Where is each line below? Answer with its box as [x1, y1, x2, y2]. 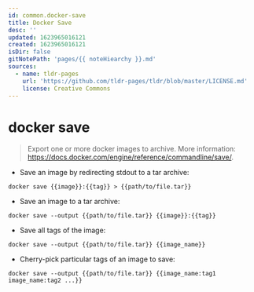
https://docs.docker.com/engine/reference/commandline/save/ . [27, 152, 234, 162]
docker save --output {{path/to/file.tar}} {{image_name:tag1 [8, 270, 216, 278]
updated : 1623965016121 [8, 33, 87, 42]
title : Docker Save [8, 19, 72, 27]
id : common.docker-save [8, 11, 87, 20]
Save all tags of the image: [19, 225, 106, 235]
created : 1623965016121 [8, 41, 87, 49]
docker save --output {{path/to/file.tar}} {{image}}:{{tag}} [8, 212, 216, 220]
